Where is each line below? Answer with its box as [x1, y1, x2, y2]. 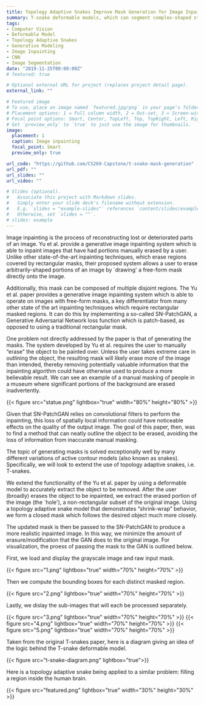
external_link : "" [6, 88, 53, 94]
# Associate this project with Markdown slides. [6, 194, 137, 201]
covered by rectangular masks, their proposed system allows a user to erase [6, 259, 198, 267]
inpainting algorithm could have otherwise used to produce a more [6, 367, 173, 374]
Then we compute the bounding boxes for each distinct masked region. [6, 578, 185, 585]
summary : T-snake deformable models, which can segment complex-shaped [6, 15, 191, 21]
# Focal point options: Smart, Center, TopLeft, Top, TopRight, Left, [6, 116, 189, 122]
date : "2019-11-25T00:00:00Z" [6, 65, 83, 72]
